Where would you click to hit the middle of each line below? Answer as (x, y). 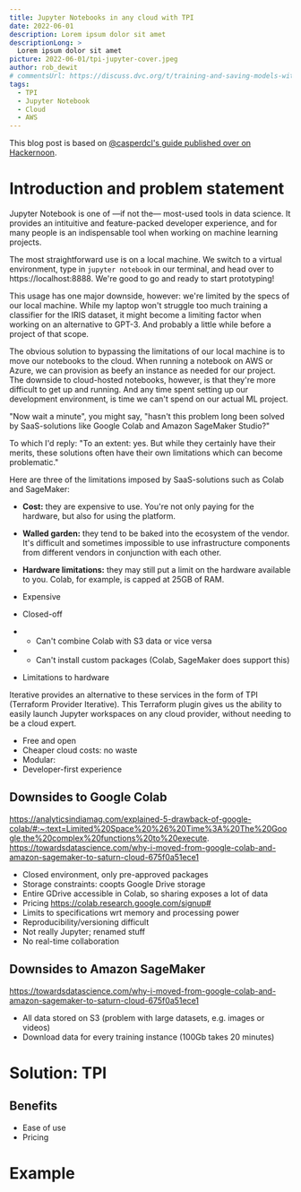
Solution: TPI (58, 1073)
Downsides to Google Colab (88, 797)
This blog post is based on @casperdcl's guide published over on (130, 143)
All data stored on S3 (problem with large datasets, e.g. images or (143, 1017)
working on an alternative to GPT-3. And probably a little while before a (140, 324)
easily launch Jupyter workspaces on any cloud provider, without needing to (150, 714)
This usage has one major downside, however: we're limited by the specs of (150, 296)
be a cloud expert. (43, 723)
